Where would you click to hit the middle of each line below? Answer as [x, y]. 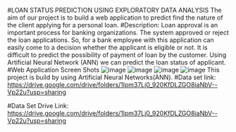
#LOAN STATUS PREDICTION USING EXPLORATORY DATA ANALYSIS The [114, 10]
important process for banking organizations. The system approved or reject [118, 32]
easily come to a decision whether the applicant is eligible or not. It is [107, 47]
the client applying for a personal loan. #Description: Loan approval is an [113, 25]
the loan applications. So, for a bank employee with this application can [111, 40]
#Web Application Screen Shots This [113, 70]
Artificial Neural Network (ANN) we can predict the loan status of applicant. [117, 62]
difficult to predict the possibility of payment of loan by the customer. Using [117, 55]
